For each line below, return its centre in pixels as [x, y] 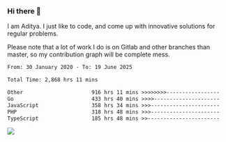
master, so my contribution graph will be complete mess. [89, 54]
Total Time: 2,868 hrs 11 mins [53, 80]
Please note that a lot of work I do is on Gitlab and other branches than [109, 47]
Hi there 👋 [24, 11]
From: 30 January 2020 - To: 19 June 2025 [70, 68]
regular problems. [33, 33]
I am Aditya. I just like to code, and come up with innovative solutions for [111, 26]
